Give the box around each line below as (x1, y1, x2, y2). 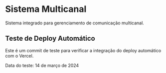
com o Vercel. (5, 53, 34, 59)
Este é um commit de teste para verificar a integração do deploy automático (5, 47, 162, 53)
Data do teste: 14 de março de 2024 (5, 62, 79, 68)
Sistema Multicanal (5, 3, 87, 15)
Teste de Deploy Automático (5, 34, 96, 43)
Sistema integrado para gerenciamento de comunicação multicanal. (5, 20, 145, 26)
